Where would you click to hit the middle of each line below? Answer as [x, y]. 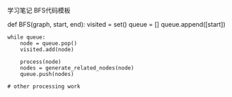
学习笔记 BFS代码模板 [39, 10]
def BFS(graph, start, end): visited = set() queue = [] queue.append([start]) [117, 24]
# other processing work [44, 86]
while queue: [27, 37]
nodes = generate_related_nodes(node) [77, 68]
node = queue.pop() [49, 44]
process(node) [41, 62]
